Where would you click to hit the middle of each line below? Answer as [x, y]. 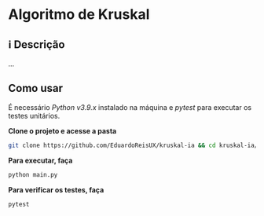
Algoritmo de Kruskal [79, 15]
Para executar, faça [40, 160]
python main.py [33, 174]
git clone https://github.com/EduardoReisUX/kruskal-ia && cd [112, 145]
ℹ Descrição [37, 44]
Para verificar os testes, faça [56, 189]
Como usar [36, 88]
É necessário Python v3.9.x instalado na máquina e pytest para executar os [130, 107]
